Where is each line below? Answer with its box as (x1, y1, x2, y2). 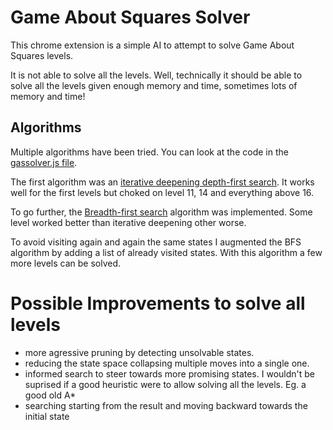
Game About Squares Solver (10, 6, 251, 29)
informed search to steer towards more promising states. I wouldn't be (24, 367, 315, 380)
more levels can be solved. (10, 257, 122, 269)
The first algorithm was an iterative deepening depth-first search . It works (10, 176, 315, 188)
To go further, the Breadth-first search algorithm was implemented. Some (10, 206, 313, 218)
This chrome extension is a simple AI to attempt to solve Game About (10, 39, 295, 51)
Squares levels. (10, 49, 74, 61)
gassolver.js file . (10, 156, 78, 168)
